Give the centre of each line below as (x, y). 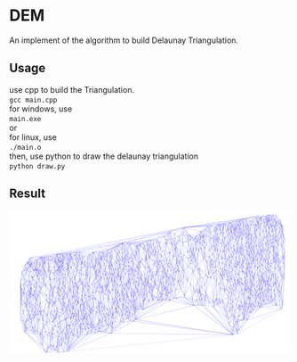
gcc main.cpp (33, 100)
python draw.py (37, 166)
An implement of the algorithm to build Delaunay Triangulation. (124, 40)
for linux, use (33, 137)
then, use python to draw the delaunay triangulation (104, 156)
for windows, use (41, 109)
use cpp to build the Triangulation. (72, 89)
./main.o (25, 147)
